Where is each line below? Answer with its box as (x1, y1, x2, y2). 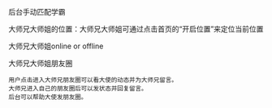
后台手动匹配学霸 (8, 7, 66, 16)
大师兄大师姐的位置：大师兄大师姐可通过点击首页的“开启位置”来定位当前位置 (8, 24, 264, 34)
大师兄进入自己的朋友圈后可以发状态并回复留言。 (8, 85, 148, 93)
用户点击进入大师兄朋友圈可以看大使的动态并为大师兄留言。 (8, 76, 178, 84)
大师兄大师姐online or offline (8, 41, 104, 51)
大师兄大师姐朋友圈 (8, 59, 73, 68)
